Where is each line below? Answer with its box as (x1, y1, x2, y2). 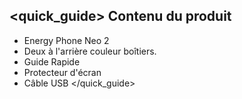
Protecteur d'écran (23, 66, 102, 78)
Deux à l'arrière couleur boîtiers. (23, 45, 157, 57)
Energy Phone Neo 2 (23, 34, 110, 46)
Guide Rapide (23, 55, 81, 68)
